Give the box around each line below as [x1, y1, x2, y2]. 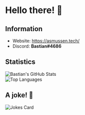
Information [5, 25, 43, 33]
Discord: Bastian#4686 [12, 43, 61, 49]
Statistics [5, 58, 36, 66]
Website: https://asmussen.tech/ [12, 38, 80, 44]
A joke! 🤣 [5, 91, 33, 99]
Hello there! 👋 [5, 5, 62, 16]
